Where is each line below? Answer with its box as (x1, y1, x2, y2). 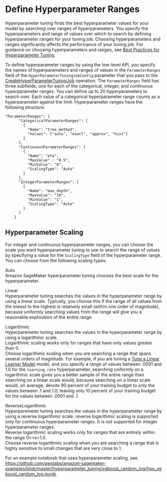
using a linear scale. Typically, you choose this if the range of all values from (5, 298, 162, 304)
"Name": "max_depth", (27, 188, 72, 193)
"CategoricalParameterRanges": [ (18, 118, 88, 123)
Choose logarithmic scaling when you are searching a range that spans (5, 350, 152, 356)
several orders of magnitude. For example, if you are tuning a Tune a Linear (5, 355, 160, 361)
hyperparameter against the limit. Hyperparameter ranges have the (5, 99, 143, 105)
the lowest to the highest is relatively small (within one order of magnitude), (5, 303, 160, 309)
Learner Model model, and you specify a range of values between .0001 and (5, 361, 162, 367)
